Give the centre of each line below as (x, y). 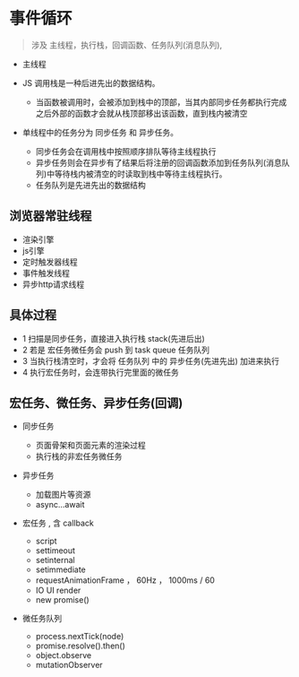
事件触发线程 (46, 273)
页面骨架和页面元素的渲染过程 (90, 446)
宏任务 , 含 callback (58, 523)
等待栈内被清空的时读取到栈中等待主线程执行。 (141, 174)
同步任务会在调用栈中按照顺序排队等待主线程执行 (126, 151)
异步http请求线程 (53, 284)
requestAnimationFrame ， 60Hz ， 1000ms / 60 (125, 580)
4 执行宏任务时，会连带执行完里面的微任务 (100, 372)
